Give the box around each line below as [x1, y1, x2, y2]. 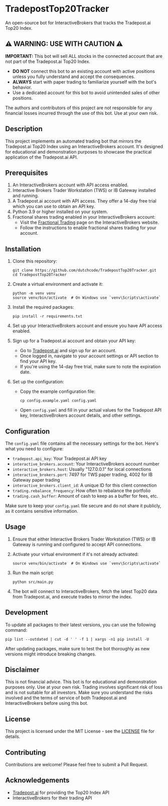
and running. [12, 192, 39, 199]
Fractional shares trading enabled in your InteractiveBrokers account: [12, 214, 155, 220]
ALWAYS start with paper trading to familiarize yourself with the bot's [12, 79, 157, 85]
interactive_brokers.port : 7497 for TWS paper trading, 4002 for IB [12, 472, 153, 478]
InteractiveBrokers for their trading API [12, 794, 92, 801]
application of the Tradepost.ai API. [5, 154, 78, 160]
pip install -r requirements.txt [12, 314, 83, 319]
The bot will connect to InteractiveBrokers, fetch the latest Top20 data [12, 588, 157, 594]
